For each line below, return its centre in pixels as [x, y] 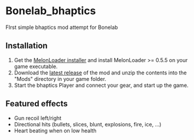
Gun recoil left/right [38, 118]
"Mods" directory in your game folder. [60, 79]
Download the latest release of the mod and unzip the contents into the [100, 73]
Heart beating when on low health [55, 131]
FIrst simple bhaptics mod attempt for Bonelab [62, 27]
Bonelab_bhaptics [51, 11]
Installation [27, 46]
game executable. [36, 66]
